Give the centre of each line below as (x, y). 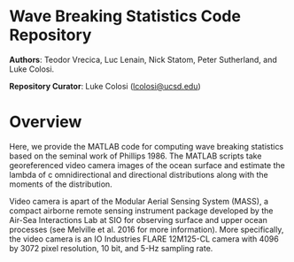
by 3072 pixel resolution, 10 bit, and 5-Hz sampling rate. (111, 248)
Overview (46, 122)
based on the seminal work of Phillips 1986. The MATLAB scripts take (135, 156)
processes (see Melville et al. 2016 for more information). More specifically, (147, 229)
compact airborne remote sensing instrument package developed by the (141, 211)
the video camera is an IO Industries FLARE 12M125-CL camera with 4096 (144, 239)
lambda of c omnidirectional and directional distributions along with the (139, 174)
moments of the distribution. (61, 184)
